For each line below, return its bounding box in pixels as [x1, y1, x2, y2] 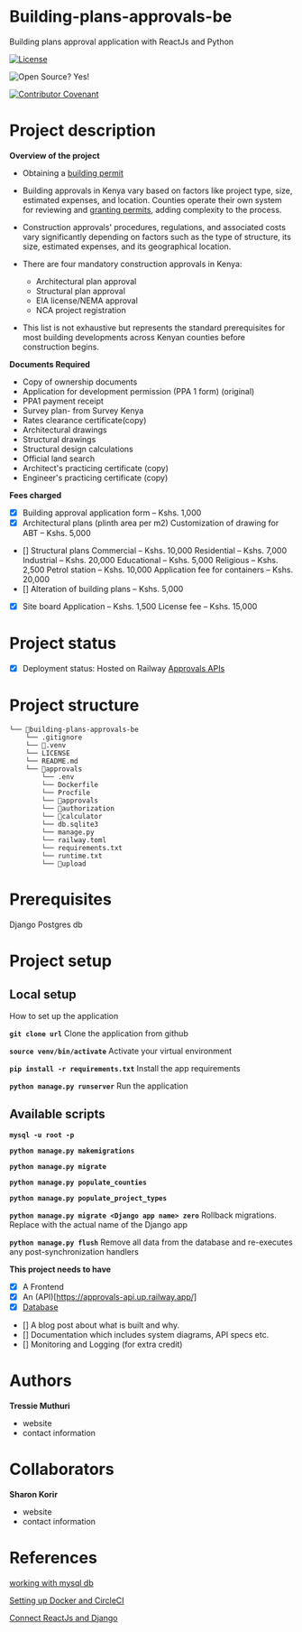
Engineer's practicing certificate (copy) [22, 472, 169, 483]
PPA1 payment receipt [22, 395, 104, 406]
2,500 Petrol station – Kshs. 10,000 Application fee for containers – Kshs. [22, 564, 294, 575]
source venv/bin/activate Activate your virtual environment [9, 1045, 233, 1056]
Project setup [9, 950, 113, 971]
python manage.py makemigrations [9, 1146, 135, 1155]
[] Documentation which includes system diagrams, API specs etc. [22, 1329, 270, 1340]
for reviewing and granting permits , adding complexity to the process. [22, 204, 282, 215]
